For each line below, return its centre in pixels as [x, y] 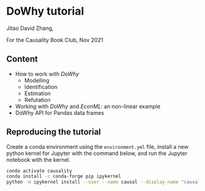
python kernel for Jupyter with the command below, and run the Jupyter [97, 153]
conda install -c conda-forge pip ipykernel [64, 176]
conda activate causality [39, 171]
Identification [41, 87]
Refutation [37, 99]
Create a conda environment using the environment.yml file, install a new [98, 146]
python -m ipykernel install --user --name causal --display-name [92, 182]
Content [22, 59]
